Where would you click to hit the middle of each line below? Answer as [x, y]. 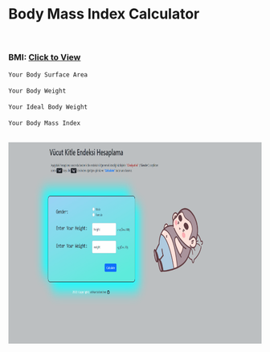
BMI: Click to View [45, 57]
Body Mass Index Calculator [104, 14]
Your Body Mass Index [45, 123]
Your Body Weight [37, 91]
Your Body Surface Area [48, 75]
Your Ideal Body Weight [48, 107]
